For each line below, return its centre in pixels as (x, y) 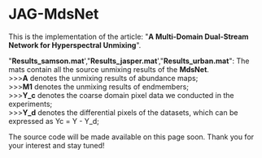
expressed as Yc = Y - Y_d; (54, 121)
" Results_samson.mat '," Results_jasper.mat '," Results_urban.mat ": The (129, 61)
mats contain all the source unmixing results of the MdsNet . (109, 69)
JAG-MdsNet (54, 14)
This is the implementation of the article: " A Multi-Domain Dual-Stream (129, 36)
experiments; (31, 104)
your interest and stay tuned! (57, 145)
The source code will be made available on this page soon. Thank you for (131, 137)
